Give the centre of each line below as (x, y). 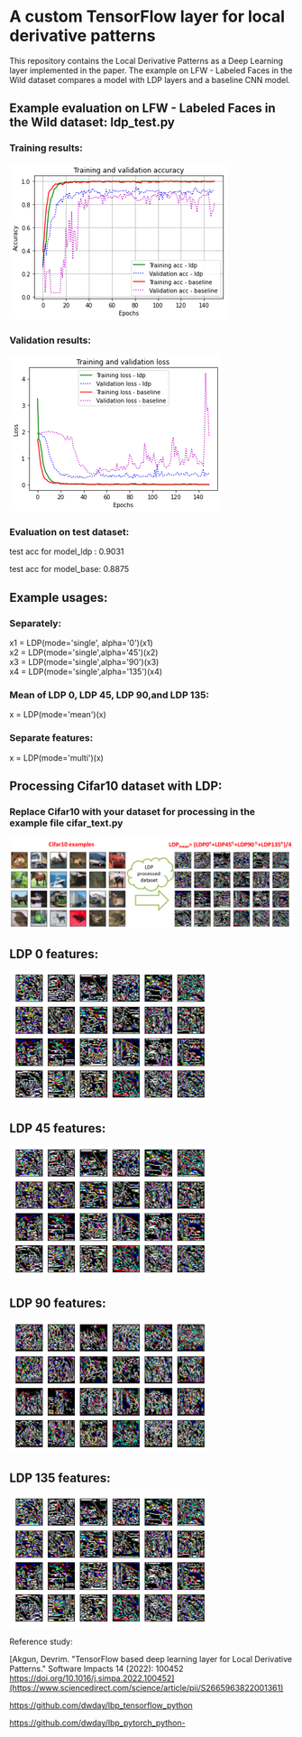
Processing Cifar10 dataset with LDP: (116, 785)
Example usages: (59, 597)
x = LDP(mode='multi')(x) (56, 758)
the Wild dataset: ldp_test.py (92, 122)
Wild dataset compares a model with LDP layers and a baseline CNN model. (150, 79)
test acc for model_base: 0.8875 (69, 569)
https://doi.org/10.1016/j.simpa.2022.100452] (92, 1678)
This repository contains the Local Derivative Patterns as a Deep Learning (146, 60)
